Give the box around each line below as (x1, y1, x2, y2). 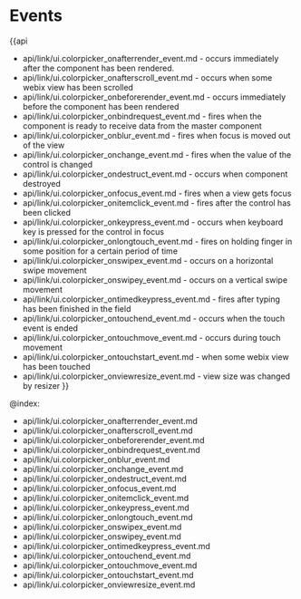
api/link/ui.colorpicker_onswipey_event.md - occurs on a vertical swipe (22, 274, 288, 285)
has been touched (22, 361, 91, 372)
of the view (22, 140, 65, 150)
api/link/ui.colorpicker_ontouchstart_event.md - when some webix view (22, 351, 289, 362)
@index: (9, 398, 41, 409)
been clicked (22, 207, 71, 217)
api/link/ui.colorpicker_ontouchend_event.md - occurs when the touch (22, 313, 286, 324)
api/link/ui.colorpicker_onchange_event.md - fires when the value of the (22, 149, 292, 159)
